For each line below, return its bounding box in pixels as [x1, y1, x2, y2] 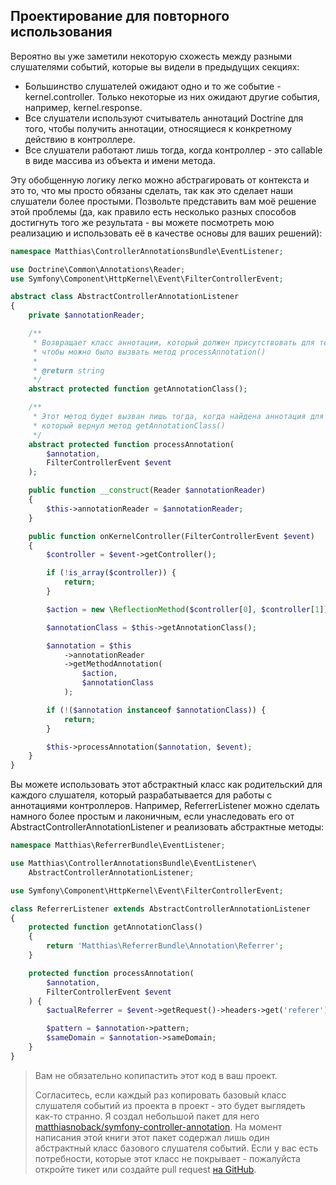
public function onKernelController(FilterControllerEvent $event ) [28, 531, 315, 541]
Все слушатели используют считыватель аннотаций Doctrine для [24, 112, 304, 124]
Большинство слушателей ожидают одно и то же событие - [24, 80, 282, 92]
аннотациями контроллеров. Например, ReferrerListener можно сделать [10, 800, 320, 812]
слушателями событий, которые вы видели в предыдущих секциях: [10, 60, 300, 73]
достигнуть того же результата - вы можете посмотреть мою [10, 216, 275, 228]
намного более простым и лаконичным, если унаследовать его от [10, 810, 295, 823]
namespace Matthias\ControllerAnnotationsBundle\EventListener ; [10, 246, 284, 256]
